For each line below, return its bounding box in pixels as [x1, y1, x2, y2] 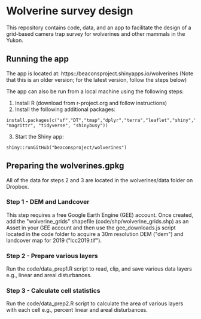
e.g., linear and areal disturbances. [6, 272, 92, 279]
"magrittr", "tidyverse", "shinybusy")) [6, 122, 109, 128]
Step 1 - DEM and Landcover [6, 198, 90, 206]
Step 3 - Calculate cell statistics [6, 287, 100, 295]
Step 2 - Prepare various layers [6, 251, 98, 260]
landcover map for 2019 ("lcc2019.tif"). [6, 237, 102, 244]
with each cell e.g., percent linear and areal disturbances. [6, 306, 148, 314]
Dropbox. [6, 183, 29, 190]
